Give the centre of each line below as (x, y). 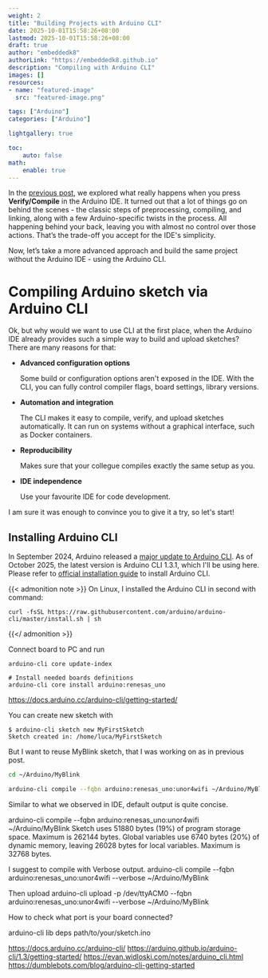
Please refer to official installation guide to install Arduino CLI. (109, 574)
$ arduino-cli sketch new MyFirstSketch (77, 730)
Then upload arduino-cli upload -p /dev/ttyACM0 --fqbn (100, 893)
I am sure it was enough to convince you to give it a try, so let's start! (121, 513)
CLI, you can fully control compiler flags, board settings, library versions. (139, 387)
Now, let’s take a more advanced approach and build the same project (123, 251)
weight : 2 (25, 16)
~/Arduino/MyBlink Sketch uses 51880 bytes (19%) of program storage (124, 828)
